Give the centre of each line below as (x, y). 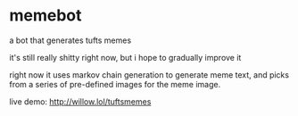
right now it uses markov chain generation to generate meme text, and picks (149, 75)
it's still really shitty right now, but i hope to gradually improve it (125, 57)
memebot (46, 16)
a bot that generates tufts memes (70, 40)
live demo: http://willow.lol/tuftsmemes (80, 101)
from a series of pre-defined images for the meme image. (115, 84)
